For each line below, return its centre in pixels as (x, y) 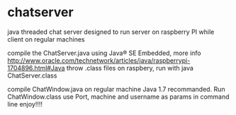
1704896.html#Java (36, 68)
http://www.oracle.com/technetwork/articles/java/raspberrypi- (99, 60)
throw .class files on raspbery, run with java (130, 68)
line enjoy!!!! (25, 104)
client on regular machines (46, 39)
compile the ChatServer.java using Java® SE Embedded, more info (105, 53)
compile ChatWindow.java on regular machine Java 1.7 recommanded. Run (116, 89)
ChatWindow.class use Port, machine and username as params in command (118, 97)
